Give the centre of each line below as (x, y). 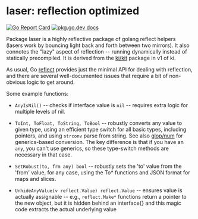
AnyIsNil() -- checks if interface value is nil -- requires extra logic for (101, 105)
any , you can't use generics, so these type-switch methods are (92, 148)
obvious (16, 82)
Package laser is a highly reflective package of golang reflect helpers (91, 39)
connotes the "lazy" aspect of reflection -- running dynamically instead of (97, 51)
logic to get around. (51, 82)
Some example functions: (37, 93)
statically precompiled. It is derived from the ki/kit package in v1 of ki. (91, 58)
